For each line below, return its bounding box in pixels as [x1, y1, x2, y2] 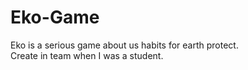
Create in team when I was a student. [10, 49, 164, 61]
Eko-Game [10, 6, 100, 29]
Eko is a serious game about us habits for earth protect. [10, 39, 239, 51]
